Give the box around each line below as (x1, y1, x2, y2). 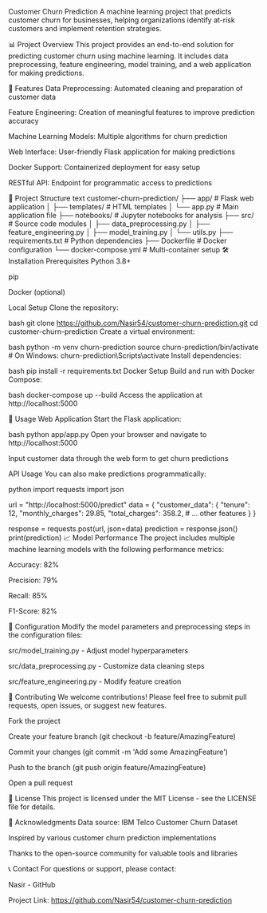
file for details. (8, 802, 56, 812)
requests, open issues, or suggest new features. (8, 701, 167, 710)
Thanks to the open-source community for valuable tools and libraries (8, 848, 238, 858)
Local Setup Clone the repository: (8, 303, 119, 312)
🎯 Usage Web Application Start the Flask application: (8, 415, 182, 423)
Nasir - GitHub (8, 880, 56, 889)
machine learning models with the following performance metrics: (8, 545, 225, 554)
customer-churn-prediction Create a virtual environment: (8, 327, 195, 336)
